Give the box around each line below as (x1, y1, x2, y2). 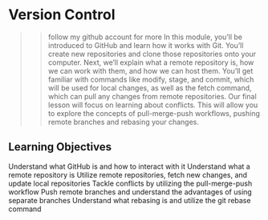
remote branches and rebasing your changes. (47, 117, 199, 126)
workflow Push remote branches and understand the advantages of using (8, 186, 253, 197)
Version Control (8, 6, 116, 24)
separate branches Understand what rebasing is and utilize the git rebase (8, 195, 251, 205)
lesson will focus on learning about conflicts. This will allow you (47, 100, 258, 110)
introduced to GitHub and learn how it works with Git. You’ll (47, 40, 244, 50)
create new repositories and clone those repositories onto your (47, 49, 257, 58)
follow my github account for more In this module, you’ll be (47, 32, 243, 42)
